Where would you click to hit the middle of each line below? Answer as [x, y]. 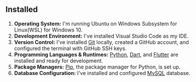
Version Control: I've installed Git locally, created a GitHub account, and [101, 42]
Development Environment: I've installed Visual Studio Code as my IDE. [101, 36]
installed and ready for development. [58, 60]
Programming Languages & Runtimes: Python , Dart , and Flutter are [96, 54]
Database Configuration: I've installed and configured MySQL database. [102, 73]
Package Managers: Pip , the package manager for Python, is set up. [97, 67]
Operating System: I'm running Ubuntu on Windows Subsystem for [95, 23]
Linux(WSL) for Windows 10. [48, 30]
